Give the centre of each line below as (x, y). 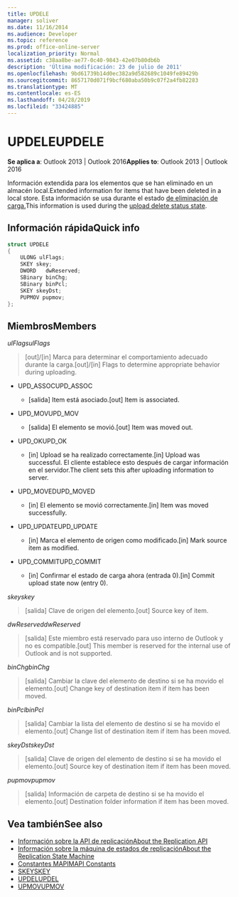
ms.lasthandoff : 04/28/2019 (49, 100)
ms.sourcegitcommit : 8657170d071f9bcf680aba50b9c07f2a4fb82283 (103, 80)
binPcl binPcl (26, 710)
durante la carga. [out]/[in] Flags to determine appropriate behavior (122, 364)
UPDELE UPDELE (56, 142)
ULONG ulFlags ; (43, 258)
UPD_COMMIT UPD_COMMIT (59, 562)
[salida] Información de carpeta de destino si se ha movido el (114, 794)
